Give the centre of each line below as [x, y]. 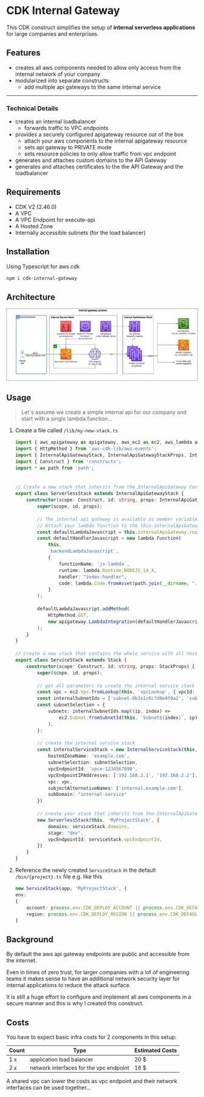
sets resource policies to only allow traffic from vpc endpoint [100, 154]
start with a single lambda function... [67, 419]
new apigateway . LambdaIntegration [91, 622]
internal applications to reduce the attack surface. [69, 985]
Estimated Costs [156, 1050]
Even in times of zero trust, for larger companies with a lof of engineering [98, 973]
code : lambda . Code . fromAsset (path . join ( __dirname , [124, 583]
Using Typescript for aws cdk [43, 266]
